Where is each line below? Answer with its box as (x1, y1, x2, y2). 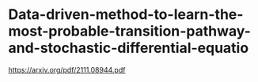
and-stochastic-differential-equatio (8, 39, 249, 57)
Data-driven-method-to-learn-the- (8, 6, 244, 24)
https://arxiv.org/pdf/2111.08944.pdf (8, 65, 126, 74)
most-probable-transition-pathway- (8, 22, 252, 40)
